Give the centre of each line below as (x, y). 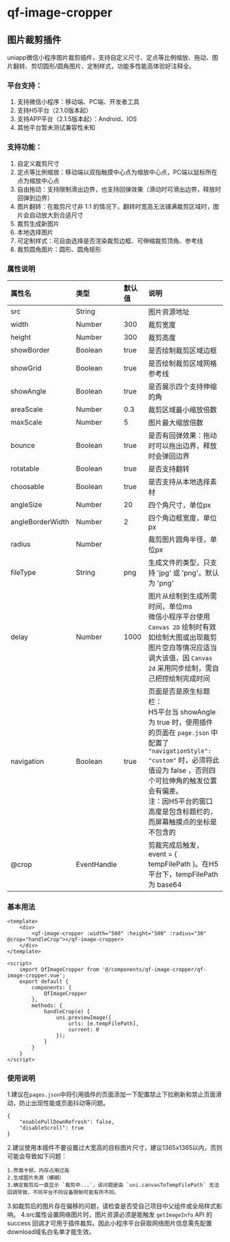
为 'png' (161, 583)
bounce (23, 445)
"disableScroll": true (52, 1128)
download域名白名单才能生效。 (51, 1232)
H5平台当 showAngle (182, 712)
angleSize (26, 504)
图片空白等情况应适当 (183, 647)
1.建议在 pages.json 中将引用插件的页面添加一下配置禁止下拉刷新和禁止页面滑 (115, 1094)
